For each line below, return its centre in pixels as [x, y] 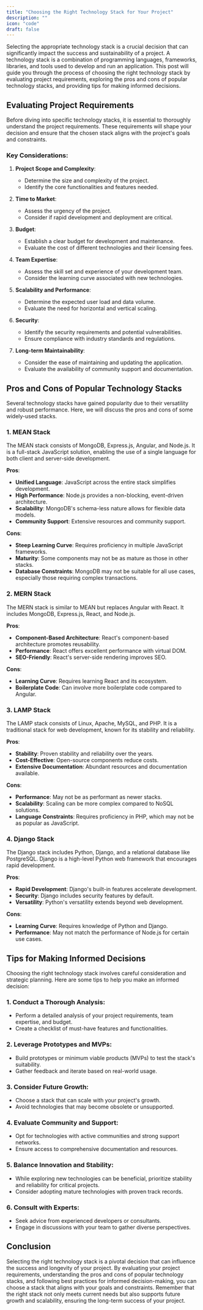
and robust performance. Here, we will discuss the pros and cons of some [100, 410]
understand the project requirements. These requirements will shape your [99, 127]
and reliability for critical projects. [57, 1185]
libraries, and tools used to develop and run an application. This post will [98, 66]
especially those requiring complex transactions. [76, 578]
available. [27, 773]
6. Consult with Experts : [43, 1207]
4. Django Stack [30, 839]
